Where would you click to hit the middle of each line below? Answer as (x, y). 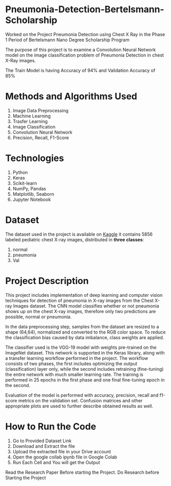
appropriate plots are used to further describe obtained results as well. (79, 406)
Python (20, 172)
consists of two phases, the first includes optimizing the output (71, 364)
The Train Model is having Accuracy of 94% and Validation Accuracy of (80, 70)
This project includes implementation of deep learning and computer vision (84, 295)
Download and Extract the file (44, 446)
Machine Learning (32, 116)
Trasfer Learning (30, 121)
